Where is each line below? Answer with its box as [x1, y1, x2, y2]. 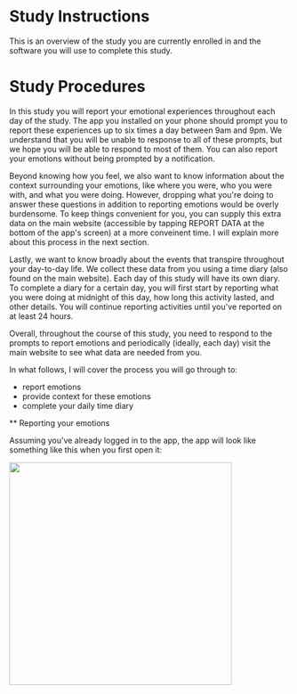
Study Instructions [9, 6, 150, 27]
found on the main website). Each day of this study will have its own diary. [9, 273, 280, 283]
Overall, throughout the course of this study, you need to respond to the [9, 328, 273, 339]
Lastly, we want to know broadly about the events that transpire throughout [9, 254, 285, 265]
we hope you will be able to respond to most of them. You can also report [9, 143, 278, 154]
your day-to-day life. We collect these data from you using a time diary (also [9, 263, 289, 274]
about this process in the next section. [9, 236, 149, 247]
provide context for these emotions [21, 390, 151, 402]
